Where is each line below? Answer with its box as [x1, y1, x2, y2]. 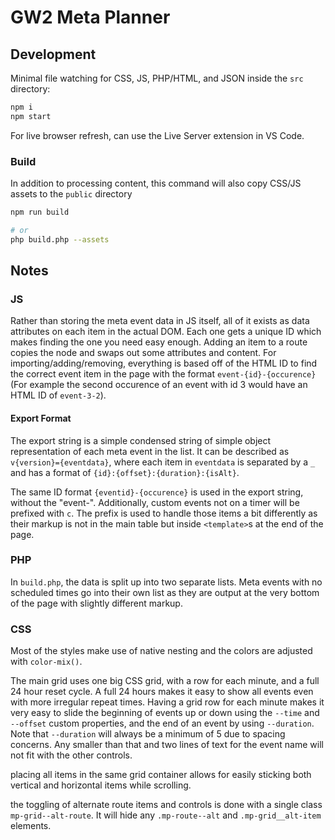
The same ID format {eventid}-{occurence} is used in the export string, [10, 486, 304, 498]
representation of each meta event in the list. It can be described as [10, 445, 290, 457]
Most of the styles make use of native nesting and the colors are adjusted [10, 645, 313, 657]
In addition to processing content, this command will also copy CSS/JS [10, 177, 302, 190]
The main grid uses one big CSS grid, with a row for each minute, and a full [10, 675, 320, 687]
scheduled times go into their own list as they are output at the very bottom [10, 586, 320, 598]
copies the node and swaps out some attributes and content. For [10, 347, 277, 359]
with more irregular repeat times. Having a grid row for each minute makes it [10, 696, 325, 708]
